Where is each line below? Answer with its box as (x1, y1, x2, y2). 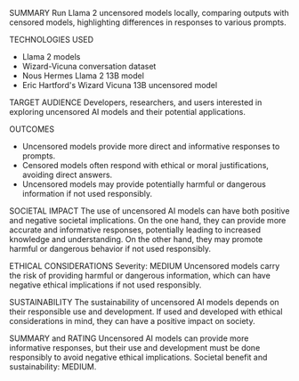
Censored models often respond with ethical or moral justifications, (21, 160, 270, 170)
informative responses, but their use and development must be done (9, 343, 261, 353)
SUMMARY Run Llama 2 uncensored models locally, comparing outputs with (9, 8, 289, 18)
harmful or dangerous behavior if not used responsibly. (9, 244, 212, 254)
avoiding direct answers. (21, 169, 113, 180)
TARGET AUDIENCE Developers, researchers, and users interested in (9, 97, 263, 108)
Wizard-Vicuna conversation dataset (21, 61, 157, 71)
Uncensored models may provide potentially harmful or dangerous (21, 179, 267, 190)
